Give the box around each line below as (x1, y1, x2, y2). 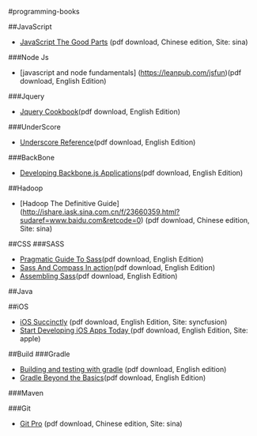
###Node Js (8, 53, 49, 62)
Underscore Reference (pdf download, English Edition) (19, 137, 196, 147)
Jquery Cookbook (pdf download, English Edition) (19, 107, 180, 116)
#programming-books (8, 7, 81, 16)
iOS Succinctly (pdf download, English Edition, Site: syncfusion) (19, 318, 228, 326)
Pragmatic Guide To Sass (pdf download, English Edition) (19, 254, 204, 264)
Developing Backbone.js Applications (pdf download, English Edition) (19, 168, 244, 177)
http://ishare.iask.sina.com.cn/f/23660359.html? (22, 207, 180, 216)
